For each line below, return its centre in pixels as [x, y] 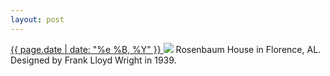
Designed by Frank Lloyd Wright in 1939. [93, 60]
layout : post [37, 19]
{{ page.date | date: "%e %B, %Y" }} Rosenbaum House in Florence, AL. [166, 49]
